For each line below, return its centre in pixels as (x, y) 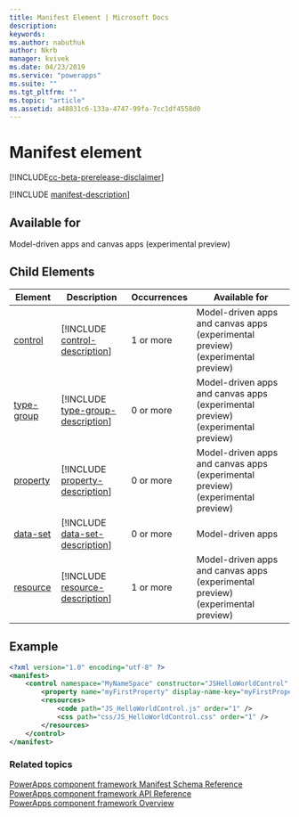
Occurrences (160, 297)
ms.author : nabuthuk (48, 42)
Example (34, 647)
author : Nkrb (33, 51)
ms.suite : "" (33, 84)
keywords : (28, 34)
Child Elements (52, 272)
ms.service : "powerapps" (55, 76)
